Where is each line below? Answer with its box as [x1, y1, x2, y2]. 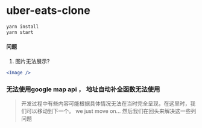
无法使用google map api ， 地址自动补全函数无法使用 [6, 85, 160, 94]
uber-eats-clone [6, 4, 90, 18]
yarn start [6, 29, 34, 35]
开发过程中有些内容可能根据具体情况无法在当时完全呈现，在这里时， [21, 100, 191, 107]
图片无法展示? [14, 57, 50, 65]
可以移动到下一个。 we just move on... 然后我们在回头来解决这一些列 [26, 107, 197, 115]
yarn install [6, 24, 39, 30]
